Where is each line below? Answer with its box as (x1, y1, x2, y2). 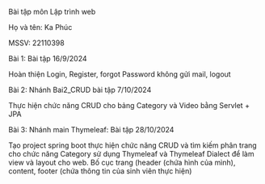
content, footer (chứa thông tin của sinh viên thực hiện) (8, 166, 192, 176)
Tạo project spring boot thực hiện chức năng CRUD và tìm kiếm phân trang (8, 140, 257, 150)
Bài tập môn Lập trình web (8, 7, 96, 16)
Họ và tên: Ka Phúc (8, 23, 73, 31)
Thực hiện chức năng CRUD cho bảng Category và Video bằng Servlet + (8, 101, 250, 110)
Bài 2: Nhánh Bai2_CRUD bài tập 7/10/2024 (8, 85, 152, 94)
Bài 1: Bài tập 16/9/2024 (8, 54, 87, 63)
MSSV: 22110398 (8, 38, 65, 48)
